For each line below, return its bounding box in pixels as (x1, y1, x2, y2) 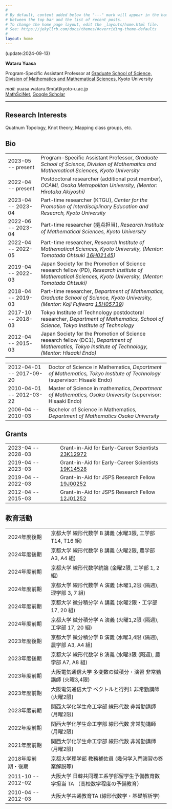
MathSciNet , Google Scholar (5, 91, 66, 97)
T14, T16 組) (51, 538, 82, 545)
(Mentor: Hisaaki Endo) (40, 349, 97, 356)
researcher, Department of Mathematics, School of (40, 315, 164, 322)
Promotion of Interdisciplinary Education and (40, 203, 148, 210)
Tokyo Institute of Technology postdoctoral (40, 309, 144, 316)
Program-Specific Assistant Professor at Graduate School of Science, (5, 70, 152, 76)
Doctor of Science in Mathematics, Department (48, 363, 162, 371)
